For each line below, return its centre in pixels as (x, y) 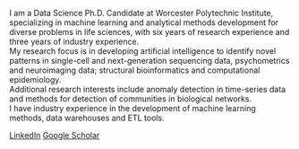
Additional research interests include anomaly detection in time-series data (148, 89)
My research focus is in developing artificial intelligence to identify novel (143, 51)
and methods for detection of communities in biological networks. (131, 99)
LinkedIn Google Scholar (55, 135)
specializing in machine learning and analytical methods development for (144, 22)
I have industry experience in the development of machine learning (133, 108)
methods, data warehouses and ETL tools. (87, 118)
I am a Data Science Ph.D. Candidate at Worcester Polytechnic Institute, (141, 13)
